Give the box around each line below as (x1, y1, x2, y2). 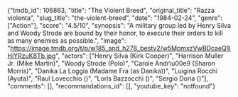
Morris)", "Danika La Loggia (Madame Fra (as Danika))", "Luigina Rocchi (7, 67, 218, 75)
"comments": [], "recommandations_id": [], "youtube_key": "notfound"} (7, 82, 215, 90)
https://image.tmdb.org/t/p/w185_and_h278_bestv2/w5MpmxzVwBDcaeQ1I (10, 44, 231, 52)
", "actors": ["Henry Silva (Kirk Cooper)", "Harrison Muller (55, 51, 224, 60)
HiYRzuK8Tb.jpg (7, 51, 56, 60)
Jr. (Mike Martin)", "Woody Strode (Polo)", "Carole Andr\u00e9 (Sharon (7, 59, 215, 67)
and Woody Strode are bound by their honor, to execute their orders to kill (7, 29, 224, 37)
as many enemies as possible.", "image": (7, 36, 126, 45)
